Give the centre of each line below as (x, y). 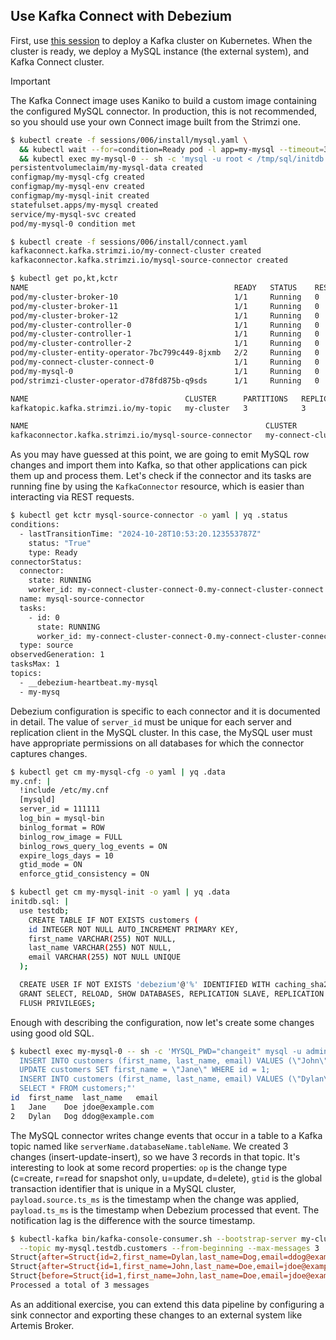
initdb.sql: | (40, 902)
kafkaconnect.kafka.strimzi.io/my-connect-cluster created (136, 251)
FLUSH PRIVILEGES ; (58, 1003)
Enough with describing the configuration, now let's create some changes (162, 1022)
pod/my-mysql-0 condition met (73, 224)
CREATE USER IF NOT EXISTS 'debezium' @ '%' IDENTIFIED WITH (145, 985)
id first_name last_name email (84, 1098)
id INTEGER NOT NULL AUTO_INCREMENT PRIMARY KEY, (134, 929)
